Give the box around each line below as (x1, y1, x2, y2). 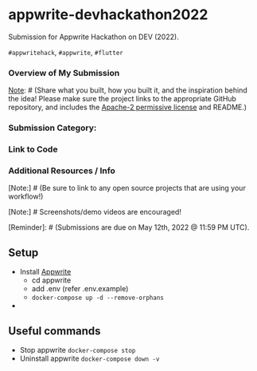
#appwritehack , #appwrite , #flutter (8, 47, 123, 57)
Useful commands (8, 324, 101, 337)
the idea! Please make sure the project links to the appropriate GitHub (8, 94, 237, 104)
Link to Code (8, 144, 58, 155)
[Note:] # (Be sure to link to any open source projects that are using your (8, 184, 247, 193)
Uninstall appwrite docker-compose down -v (19, 353, 160, 363)
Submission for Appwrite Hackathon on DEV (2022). (8, 32, 179, 41)
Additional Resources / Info (8, 165, 115, 176)
